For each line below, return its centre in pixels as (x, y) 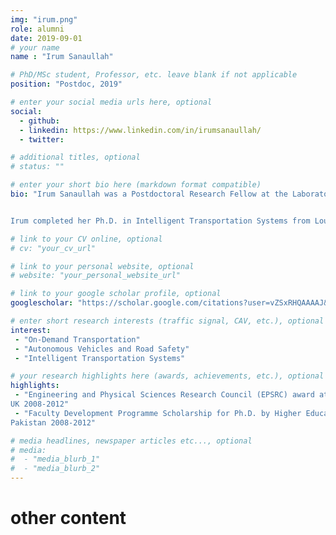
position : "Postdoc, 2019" (66, 84)
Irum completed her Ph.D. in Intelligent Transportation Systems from (160, 221)
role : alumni (37, 29)
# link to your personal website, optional (102, 266)
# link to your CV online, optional (86, 239)
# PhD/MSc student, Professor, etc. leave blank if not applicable (154, 75)
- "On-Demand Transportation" (77, 339)
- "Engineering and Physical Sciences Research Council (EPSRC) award (164, 395)
